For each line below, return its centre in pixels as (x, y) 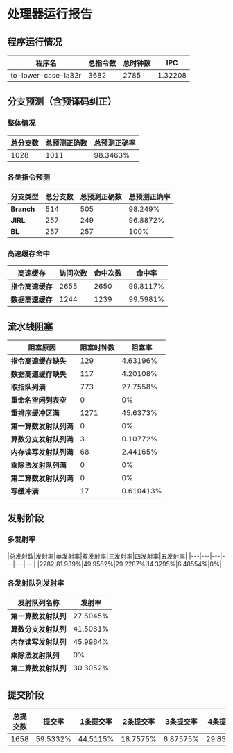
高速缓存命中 (29, 253)
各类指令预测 (29, 177)
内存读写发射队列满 (42, 452)
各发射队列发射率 (36, 583)
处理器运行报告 (50, 14)
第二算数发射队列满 (42, 478)
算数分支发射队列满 (42, 439)
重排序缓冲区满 (35, 414)
